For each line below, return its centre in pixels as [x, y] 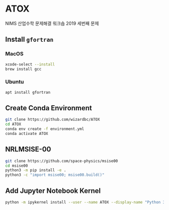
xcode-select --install [30, 64]
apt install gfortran [28, 92]
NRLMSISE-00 [28, 149]
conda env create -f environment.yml [45, 129]
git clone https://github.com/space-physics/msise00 [62, 161]
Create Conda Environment [49, 108]
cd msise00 [17, 166]
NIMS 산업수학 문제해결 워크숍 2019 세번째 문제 [52, 23]
